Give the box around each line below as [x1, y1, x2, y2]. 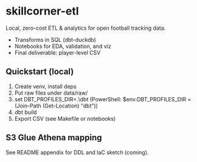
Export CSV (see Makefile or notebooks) [14, 115, 116, 122]
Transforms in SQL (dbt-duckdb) [14, 36, 97, 43]
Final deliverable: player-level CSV [14, 49, 101, 56]
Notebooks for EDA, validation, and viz [14, 42, 111, 50]
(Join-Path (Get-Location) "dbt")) [14, 102, 98, 109]
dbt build [14, 108, 37, 116]
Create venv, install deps [14, 83, 77, 90]
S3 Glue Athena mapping [5, 132, 102, 143]
